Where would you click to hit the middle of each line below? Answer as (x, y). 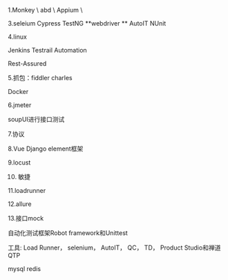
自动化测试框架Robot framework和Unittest (68, 233)
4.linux (17, 37)
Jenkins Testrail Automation (47, 50)
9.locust (19, 162)
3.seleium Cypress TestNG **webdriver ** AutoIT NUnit (87, 23)
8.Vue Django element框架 (46, 149)
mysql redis (24, 269)
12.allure (20, 204)
